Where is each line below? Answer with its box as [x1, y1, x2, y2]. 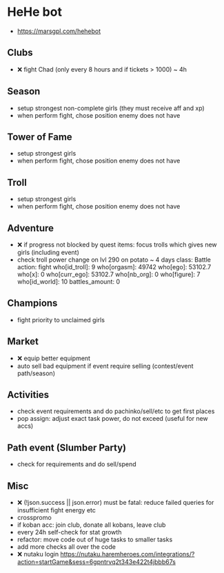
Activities [7, 389, 50, 401]
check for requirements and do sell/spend [17, 460, 136, 468]
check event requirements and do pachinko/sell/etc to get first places [17, 407, 215, 415]
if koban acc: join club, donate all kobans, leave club [17, 521, 166, 529]
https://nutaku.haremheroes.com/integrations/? [60, 550, 195, 559]
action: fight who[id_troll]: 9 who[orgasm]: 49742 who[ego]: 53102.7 [17, 263, 212, 271]
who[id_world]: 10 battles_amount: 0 [17, 278, 121, 286]
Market [7, 335, 39, 348]
